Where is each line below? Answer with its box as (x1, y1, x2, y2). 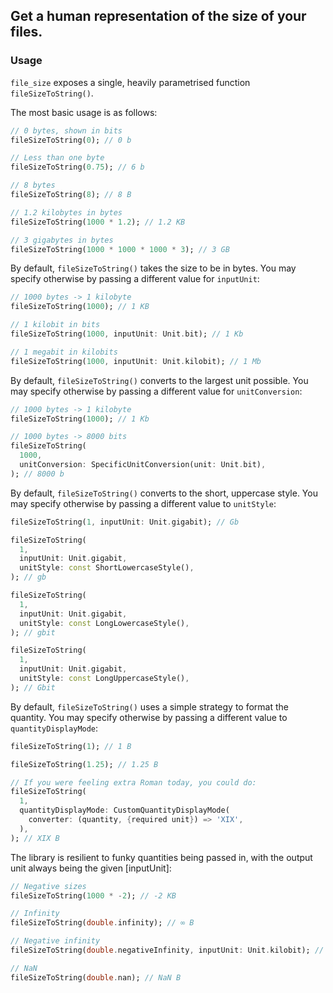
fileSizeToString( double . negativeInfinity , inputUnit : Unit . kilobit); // (10, 945, 325, 956)
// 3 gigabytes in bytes (10, 235, 114, 245)
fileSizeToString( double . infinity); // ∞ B (10, 918, 195, 928)
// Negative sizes (10, 881, 87, 891)
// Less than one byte (10, 153, 105, 163)
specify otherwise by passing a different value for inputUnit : (10, 273, 260, 285)
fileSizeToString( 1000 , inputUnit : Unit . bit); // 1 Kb (10, 329, 244, 339)
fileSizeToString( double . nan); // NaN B (10, 972, 182, 983)
